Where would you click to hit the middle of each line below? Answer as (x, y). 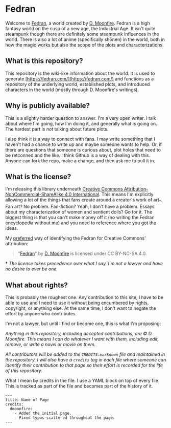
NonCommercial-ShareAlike (34, 195)
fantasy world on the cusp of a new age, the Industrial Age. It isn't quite (80, 28)
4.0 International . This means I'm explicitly (109, 195)
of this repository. (24, 370)
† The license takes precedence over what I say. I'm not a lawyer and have (84, 264)
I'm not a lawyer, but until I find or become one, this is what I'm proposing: (83, 324)
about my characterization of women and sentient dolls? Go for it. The (79, 212)
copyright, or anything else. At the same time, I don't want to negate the (81, 308)
